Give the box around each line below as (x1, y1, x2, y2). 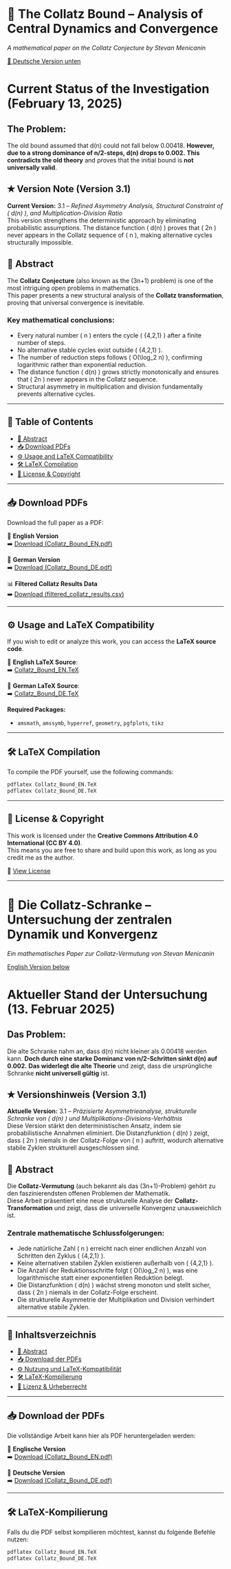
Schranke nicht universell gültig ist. (7, 1069, 110, 1077)
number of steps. (16, 338, 67, 346)
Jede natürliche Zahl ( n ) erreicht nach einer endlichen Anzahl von (16, 1244, 207, 1252)
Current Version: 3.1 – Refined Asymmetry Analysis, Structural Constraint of (7, 201, 223, 209)
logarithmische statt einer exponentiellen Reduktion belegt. (16, 1274, 184, 1282)
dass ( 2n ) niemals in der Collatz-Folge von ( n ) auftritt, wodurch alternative (7, 1136, 224, 1145)
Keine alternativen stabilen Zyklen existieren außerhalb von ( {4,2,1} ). (16, 1258, 214, 1267)
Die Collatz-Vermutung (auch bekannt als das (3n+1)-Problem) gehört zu (7, 1182, 216, 1190)
